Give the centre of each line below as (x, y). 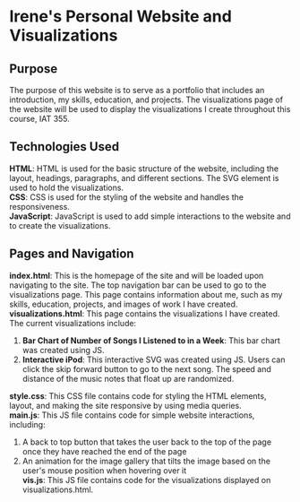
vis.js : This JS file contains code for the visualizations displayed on (146, 480)
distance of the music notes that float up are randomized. (128, 378)
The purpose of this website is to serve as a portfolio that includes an (137, 90)
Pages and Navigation (72, 254)
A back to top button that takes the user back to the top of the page (146, 442)
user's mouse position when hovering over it (104, 470)
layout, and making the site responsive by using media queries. (125, 405)
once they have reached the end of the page (104, 451)
